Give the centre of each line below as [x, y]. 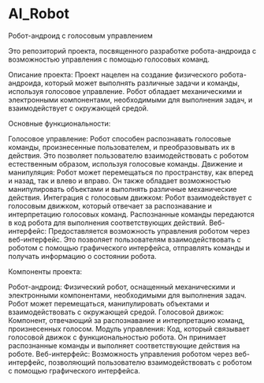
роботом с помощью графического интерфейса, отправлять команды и [129, 248]
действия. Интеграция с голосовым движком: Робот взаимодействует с [130, 197]
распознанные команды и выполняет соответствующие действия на [124, 345]
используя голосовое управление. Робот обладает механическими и [125, 91]
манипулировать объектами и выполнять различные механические [123, 189]
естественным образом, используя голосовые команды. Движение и [125, 163]
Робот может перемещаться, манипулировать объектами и [109, 303]
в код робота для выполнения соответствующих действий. [108, 223]
